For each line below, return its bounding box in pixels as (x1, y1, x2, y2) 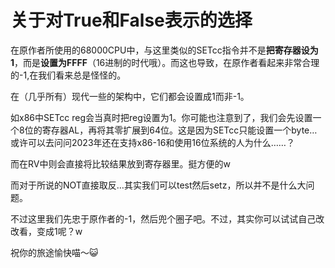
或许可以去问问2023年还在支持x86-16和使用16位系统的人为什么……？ (10, 136, 295, 148)
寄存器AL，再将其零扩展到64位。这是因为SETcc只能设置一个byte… (41, 124, 318, 136)
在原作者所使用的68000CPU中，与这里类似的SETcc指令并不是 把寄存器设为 (10, 44, 319, 56)
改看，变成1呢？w (10, 225, 83, 237)
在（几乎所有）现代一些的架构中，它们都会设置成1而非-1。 (10, 90, 250, 102)
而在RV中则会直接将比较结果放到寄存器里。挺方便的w (10, 157, 231, 170)
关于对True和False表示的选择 (10, 9, 253, 32)
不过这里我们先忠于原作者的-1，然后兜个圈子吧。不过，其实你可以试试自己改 (10, 212, 325, 225)
